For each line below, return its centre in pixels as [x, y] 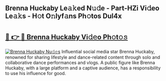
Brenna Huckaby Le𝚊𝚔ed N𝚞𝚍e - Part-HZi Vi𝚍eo [82, 8]
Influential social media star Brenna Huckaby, [108, 52]
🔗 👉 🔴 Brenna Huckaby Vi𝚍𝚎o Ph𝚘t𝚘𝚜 [67, 37]
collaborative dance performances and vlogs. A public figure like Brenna [80, 63]
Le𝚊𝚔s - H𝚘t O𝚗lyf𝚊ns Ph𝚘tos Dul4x [64, 16]
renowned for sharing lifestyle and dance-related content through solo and [83, 57]
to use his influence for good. [36, 73]
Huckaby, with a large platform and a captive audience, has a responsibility [83, 68]
